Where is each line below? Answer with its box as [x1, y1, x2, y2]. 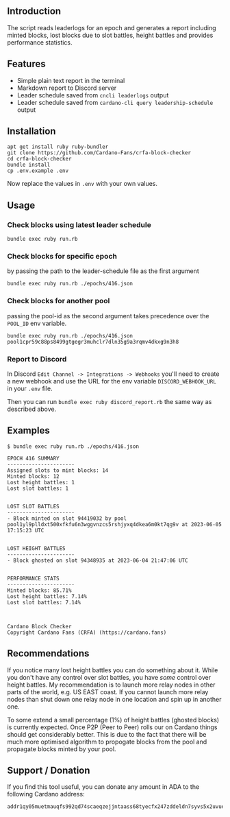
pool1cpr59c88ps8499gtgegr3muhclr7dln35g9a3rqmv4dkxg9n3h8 [7, 338, 179, 345]
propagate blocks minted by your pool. [7, 744, 116, 753]
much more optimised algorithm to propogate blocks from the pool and [7, 737, 207, 746]
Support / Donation [7, 765, 90, 777]
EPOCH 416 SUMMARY [7, 455, 60, 462]
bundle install [7, 161, 51, 169]
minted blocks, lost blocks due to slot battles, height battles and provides [7, 31, 214, 39]
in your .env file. [7, 384, 53, 393]
